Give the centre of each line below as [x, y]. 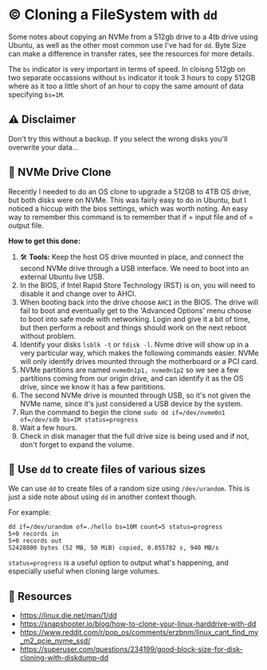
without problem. [48, 335]
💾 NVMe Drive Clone [60, 172]
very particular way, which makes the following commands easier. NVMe [139, 353]
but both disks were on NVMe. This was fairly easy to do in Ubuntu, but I [128, 200]
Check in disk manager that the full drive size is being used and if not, [134, 436]
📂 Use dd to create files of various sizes [107, 469]
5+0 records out [35, 541]
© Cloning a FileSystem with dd [113, 15]
